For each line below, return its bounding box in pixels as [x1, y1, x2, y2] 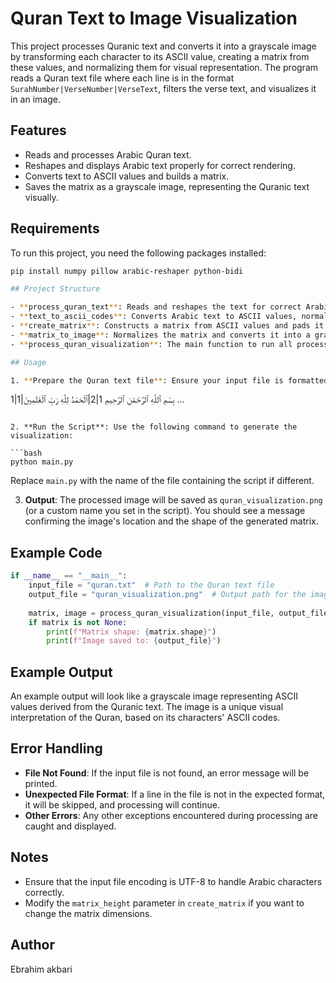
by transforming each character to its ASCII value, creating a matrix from [10, 50, 310, 62]
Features [10, 122, 67, 139]
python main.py [10, 457, 74, 467]
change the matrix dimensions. [24, 907, 153, 919]
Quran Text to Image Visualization [10, 7, 298, 30]
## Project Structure [10, 284, 101, 294]
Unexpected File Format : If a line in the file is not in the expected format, [24, 788, 326, 800]
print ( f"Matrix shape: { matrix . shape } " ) [46, 627, 217, 637]
